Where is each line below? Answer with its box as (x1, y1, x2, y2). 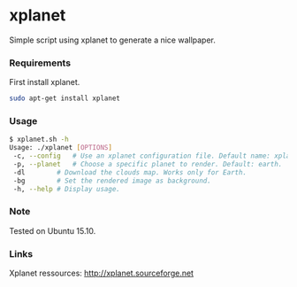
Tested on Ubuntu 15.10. (9, 225, 96, 236)
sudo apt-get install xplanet (9, 94, 121, 103)
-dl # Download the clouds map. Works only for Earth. (12, 167, 247, 177)
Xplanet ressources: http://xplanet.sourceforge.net (9, 268, 194, 279)
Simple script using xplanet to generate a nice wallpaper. (9, 35, 217, 45)
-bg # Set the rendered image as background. (12, 176, 212, 185)
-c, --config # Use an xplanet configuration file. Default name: (12, 151, 271, 160)
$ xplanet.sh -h (9, 135, 69, 144)
